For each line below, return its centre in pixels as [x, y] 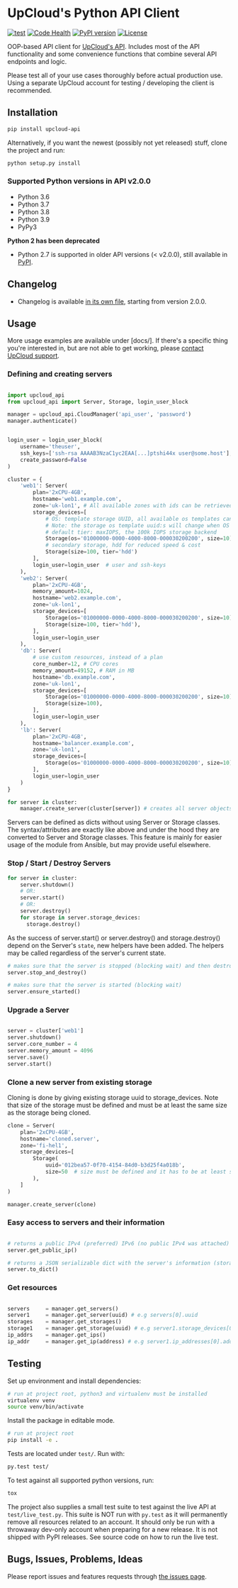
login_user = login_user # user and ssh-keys [100, 565]
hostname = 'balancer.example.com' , [84, 743]
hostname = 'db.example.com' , [74, 677]
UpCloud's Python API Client [93, 13]
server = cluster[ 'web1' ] [45, 1031]
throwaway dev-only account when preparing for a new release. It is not [113, 1529]
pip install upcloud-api [44, 129]
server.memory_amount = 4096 [50, 1051]
